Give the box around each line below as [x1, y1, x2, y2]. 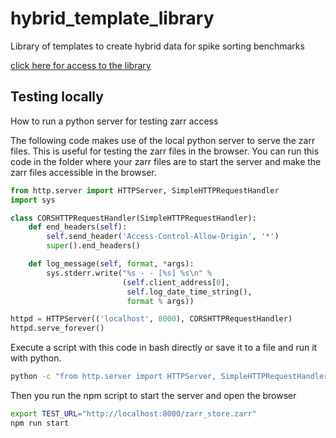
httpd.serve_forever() [10, 323, 105, 334]
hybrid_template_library [10, 7, 215, 30]
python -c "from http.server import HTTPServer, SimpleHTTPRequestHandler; [10, 372, 333, 382]
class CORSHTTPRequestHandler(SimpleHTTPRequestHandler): [10, 213, 257, 223]
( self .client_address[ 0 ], [121, 277, 230, 287]
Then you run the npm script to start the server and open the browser [10, 390, 297, 401]
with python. [10, 352, 62, 364]
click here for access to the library [10, 59, 152, 71]
